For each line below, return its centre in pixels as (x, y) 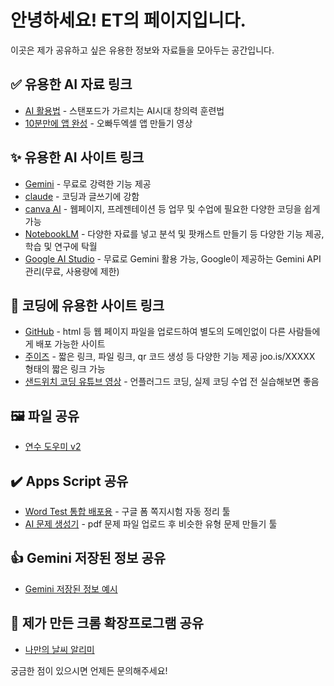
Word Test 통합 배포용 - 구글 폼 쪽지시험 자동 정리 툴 (127, 511)
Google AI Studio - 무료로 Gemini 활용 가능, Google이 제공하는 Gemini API (173, 258)
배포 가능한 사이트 (70, 344)
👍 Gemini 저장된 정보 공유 (88, 558)
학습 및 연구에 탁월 (61, 246)
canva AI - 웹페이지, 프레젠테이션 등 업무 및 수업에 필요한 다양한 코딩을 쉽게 (172, 208)
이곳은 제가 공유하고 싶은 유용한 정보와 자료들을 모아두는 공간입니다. (142, 50)
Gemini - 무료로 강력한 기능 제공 (88, 183)
